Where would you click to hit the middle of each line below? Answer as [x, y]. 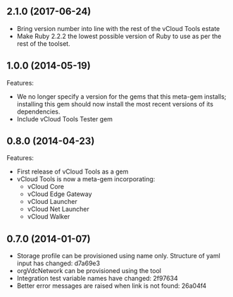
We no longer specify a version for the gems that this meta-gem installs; [121, 96]
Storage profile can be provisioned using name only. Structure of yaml [119, 256]
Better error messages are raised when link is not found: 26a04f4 [112, 286]
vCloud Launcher [52, 202]
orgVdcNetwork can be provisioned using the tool [89, 271]
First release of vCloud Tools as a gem [73, 171]
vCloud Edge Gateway [59, 194]
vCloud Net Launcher [58, 209]
